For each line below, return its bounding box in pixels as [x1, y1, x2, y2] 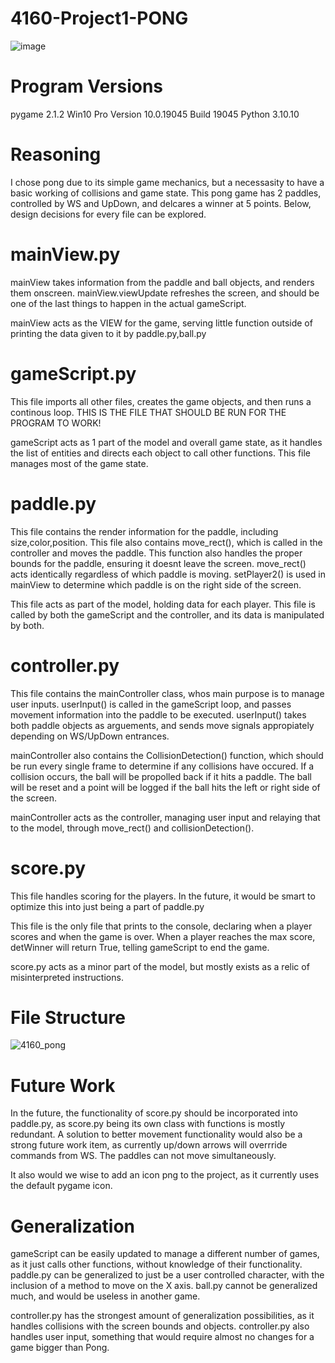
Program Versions [10, 75, 164, 98]
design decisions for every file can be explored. [10, 208, 207, 220]
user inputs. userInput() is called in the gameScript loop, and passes [10, 698, 292, 710]
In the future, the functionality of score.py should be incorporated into [10, 1107, 298, 1119]
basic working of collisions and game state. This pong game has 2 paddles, [10, 187, 322, 199]
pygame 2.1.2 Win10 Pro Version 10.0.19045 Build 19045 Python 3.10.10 [10, 108, 300, 120]
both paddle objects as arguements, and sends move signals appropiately [10, 719, 315, 731]
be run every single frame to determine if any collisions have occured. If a [10, 760, 315, 772]
